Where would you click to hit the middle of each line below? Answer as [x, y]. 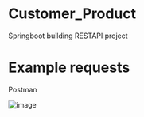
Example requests [69, 68]
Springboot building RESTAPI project [68, 36]
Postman [23, 89]
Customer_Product [72, 14]
